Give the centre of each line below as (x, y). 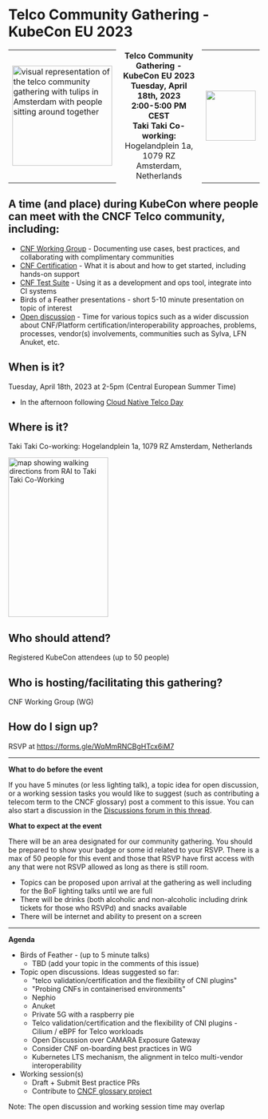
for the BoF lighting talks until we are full (86, 891)
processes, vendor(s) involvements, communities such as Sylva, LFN (133, 333)
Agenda (22, 939)
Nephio (43, 997)
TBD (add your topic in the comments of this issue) (115, 963)
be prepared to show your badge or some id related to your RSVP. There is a (134, 849)
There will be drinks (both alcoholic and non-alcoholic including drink (134, 899)
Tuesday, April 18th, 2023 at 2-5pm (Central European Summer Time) (122, 387)
